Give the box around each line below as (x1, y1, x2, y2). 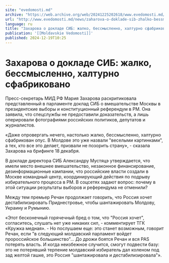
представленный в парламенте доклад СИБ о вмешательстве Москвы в (5, 100, 161, 106)
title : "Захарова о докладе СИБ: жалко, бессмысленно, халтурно (5, 26, 143, 31)
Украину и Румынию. (5, 205, 50, 211)
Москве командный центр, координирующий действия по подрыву (5, 173, 150, 179)
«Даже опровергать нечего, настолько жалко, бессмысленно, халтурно (5, 131, 161, 138)
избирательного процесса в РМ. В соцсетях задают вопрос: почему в (5, 179, 156, 185)
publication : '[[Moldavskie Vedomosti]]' (5, 31, 94, 36)
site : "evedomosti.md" (5, 7, 53, 13)
